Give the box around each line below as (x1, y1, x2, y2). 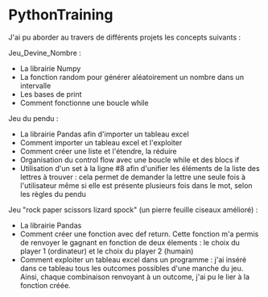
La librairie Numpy (19, 63, 81, 73)
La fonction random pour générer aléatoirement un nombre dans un (19, 72, 244, 82)
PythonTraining (8, 6, 113, 24)
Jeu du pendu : (8, 113, 59, 123)
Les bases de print (19, 89, 82, 98)
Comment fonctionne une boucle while (19, 98, 149, 107)
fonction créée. (19, 280, 71, 290)
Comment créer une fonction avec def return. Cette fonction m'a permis (19, 228, 259, 239)
